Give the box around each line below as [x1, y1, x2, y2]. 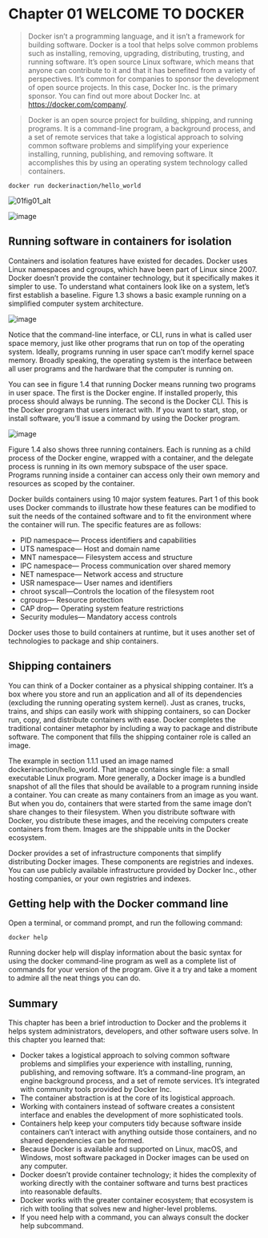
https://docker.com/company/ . [27, 99, 128, 109]
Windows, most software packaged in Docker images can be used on [19, 1153, 250, 1163]
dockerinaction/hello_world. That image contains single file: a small [8, 764, 230, 774]
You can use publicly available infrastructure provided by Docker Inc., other [8, 865, 258, 875]
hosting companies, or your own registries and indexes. [8, 874, 192, 883]
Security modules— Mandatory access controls [19, 611, 178, 622]
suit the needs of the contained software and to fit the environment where [8, 511, 252, 521]
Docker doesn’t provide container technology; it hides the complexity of [19, 1170, 258, 1179]
